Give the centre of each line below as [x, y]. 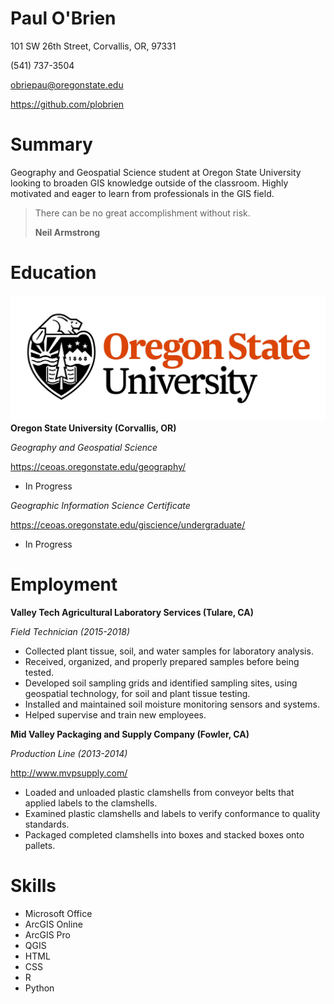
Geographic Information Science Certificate [100, 506]
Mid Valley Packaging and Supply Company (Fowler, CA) [130, 734]
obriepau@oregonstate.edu [67, 84]
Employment [64, 584]
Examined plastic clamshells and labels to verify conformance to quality [172, 814]
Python [39, 988]
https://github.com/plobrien [67, 104]
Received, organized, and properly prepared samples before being [162, 662]
